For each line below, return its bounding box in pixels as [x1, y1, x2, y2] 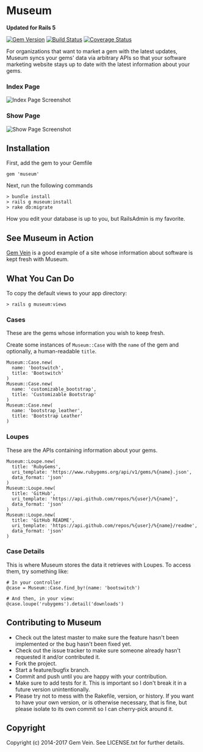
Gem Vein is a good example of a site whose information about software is [6, 249, 193, 257]
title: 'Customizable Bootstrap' [12, 392, 97, 398]
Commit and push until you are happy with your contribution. [15, 673, 168, 680]
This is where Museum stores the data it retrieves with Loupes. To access [6, 561, 191, 569]
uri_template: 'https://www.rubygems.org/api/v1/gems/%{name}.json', [12, 469, 192, 475]
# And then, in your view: [6, 595, 75, 602]
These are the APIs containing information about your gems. [6, 446, 158, 454]
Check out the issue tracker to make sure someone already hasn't [15, 646, 181, 654]
